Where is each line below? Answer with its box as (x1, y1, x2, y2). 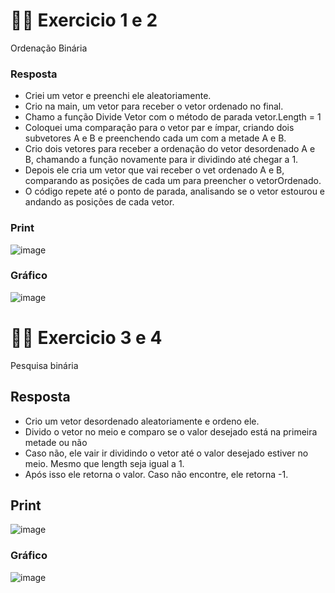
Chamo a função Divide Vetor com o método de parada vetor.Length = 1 (24, 111, 322, 123)
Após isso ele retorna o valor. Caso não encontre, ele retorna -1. (24, 468, 289, 480)
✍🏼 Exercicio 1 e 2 (10, 9, 158, 32)
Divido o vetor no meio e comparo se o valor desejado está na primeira (24, 425, 318, 438)
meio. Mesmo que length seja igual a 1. (24, 457, 185, 469)
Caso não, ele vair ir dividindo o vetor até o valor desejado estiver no (24, 447, 309, 459)
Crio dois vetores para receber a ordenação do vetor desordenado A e (24, 143, 316, 155)
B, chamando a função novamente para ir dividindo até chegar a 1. (24, 154, 299, 166)
